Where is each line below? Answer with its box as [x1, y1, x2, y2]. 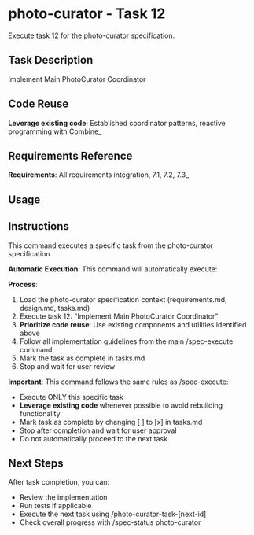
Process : [8, 279, 38, 289]
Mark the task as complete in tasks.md [19, 353, 145, 363]
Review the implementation [19, 493, 108, 502]
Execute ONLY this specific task [19, 392, 123, 401]
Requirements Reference [8, 149, 133, 162]
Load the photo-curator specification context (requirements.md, [19, 294, 227, 304]
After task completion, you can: [8, 478, 110, 487]
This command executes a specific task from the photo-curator [8, 241, 214, 250]
